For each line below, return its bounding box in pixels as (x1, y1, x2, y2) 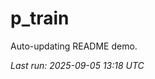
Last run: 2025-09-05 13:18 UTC (10, 59, 145, 71)
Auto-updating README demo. (10, 40, 138, 52)
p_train (10, 7, 70, 30)
